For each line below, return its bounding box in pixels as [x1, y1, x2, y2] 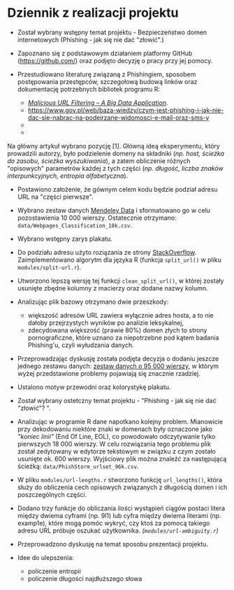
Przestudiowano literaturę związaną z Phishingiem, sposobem [17, 70, 196, 78]
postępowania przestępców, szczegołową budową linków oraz [17, 77, 198, 85]
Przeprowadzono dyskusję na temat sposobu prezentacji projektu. [17, 540, 208, 548]
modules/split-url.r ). [17, 262, 82, 271]
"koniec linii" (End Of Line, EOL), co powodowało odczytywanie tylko [17, 432, 216, 440]
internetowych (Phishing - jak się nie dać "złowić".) [17, 35, 164, 43]
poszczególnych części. [17, 490, 87, 498]
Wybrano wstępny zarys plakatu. [17, 234, 113, 243]
